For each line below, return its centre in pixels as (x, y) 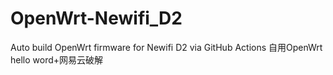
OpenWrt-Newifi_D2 (96, 18)
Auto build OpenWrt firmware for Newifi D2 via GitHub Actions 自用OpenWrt (166, 47)
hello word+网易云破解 (57, 59)
